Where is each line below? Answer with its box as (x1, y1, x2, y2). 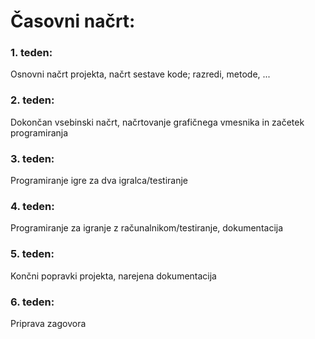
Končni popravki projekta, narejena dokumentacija (10, 270, 217, 282)
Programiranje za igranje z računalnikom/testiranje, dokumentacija (10, 222, 284, 234)
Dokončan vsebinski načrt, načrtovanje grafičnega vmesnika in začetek (10, 116, 305, 128)
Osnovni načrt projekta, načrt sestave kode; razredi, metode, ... (10, 68, 271, 80)
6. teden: (10, 295, 55, 309)
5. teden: (10, 247, 55, 261)
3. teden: (10, 151, 55, 165)
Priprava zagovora (10, 317, 87, 329)
